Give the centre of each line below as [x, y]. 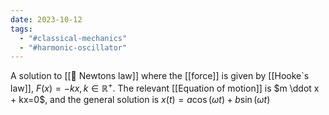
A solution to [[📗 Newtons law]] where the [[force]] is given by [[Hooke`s [160, 76]
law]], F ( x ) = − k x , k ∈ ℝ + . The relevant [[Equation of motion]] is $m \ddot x [165, 87]
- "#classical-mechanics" [73, 38]
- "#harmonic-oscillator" [73, 47]
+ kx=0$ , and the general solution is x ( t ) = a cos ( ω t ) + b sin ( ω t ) [140, 99]
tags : [21, 29]
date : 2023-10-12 [46, 19]
